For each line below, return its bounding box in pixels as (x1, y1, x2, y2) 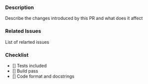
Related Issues (5, 28, 41, 35)
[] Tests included (12, 63, 47, 69)
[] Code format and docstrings (12, 73, 75, 79)
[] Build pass (12, 68, 39, 74)
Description (5, 4, 34, 11)
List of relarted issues (5, 39, 49, 45)
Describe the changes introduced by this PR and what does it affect (5, 15, 143, 21)
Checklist (5, 51, 29, 58)
